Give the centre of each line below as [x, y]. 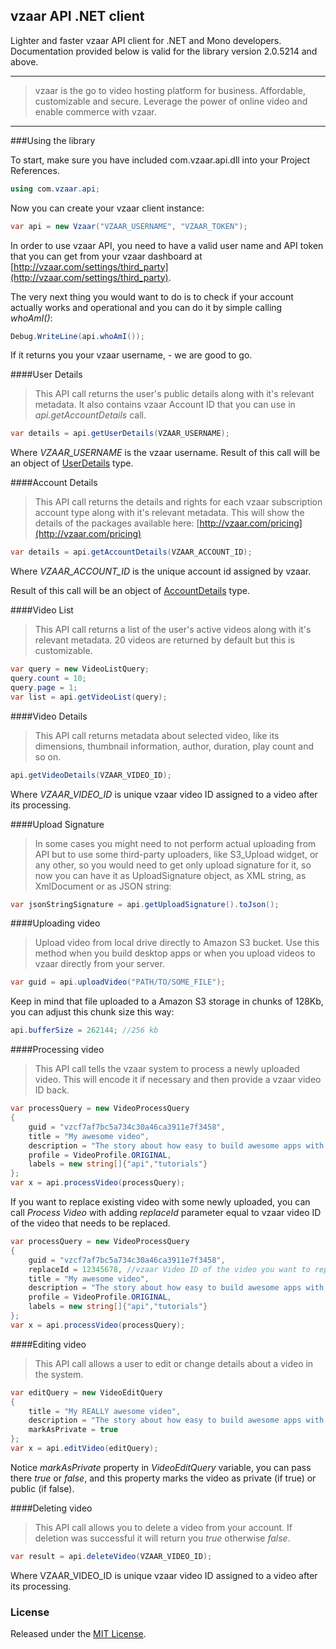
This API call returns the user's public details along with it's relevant [174, 394]
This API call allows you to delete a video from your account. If [163, 1527]
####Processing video [57, 1050]
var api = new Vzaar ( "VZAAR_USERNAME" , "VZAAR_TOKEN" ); [129, 226]
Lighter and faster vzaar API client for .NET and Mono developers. [146, 40]
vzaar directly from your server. [99, 964]
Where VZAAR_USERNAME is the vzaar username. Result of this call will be [165, 453]
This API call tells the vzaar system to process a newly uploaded [167, 1069]
